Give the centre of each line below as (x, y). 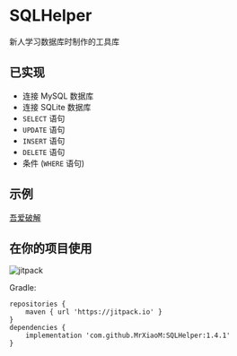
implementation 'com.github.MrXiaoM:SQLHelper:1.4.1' (128, 336)
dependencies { (38, 328)
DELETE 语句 (44, 152)
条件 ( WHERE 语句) (53, 163)
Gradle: (23, 288)
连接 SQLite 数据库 (57, 107)
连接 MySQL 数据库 (58, 96)
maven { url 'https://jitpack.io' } (94, 312)
